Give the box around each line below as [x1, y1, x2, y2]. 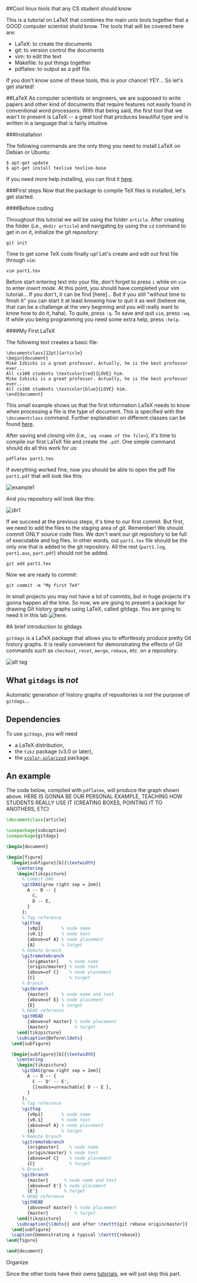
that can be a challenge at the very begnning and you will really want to [6, 304, 179, 310]
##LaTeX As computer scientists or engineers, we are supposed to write [6, 94, 181, 101]
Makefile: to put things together [14, 59, 91, 66]
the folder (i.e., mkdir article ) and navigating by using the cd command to [6, 222, 186, 229]
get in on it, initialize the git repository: [6, 229, 99, 235]
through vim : [6, 256, 36, 263]
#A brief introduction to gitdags [6, 623, 82, 630]
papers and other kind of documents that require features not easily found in [6, 101, 192, 108]
